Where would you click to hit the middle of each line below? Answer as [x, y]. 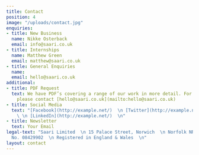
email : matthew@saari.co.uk [46, 61]
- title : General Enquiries [41, 66]
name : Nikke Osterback [39, 39]
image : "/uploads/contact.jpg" [45, 22]
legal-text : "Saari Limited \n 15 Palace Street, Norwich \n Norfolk [96, 132]
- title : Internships [33, 50]
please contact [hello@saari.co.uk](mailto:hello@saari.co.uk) [97, 99]
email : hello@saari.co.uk [44, 77]
